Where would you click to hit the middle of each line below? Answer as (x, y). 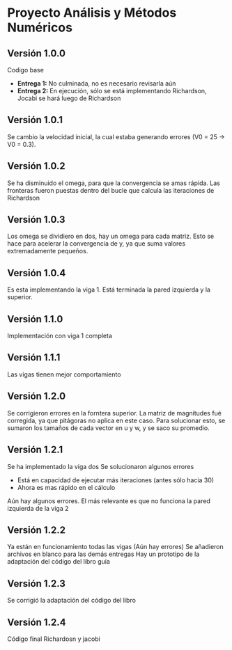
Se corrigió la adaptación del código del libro (71, 601)
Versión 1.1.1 (34, 357)
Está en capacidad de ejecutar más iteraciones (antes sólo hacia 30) (116, 480)
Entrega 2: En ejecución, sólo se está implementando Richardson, (112, 91)
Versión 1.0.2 (37, 166)
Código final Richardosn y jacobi (54, 639)
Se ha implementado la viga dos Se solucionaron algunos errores (101, 466)
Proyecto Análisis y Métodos (92, 13)
